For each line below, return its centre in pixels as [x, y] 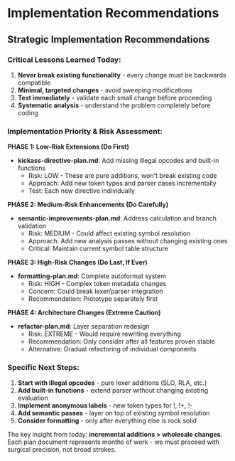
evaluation [33, 398]
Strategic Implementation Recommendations [109, 39]
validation [32, 226]
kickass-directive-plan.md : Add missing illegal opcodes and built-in [118, 161]
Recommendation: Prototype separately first [93, 299]
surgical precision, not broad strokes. [62, 450]
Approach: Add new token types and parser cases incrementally [122, 184]
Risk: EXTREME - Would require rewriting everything [104, 334]
